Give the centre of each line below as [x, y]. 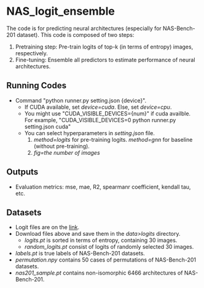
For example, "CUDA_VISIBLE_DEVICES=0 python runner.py [100, 120]
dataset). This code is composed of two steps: [76, 34]
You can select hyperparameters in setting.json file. [90, 133]
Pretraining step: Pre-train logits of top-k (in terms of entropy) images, [104, 47]
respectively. [31, 53]
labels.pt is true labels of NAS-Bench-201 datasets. [80, 254]
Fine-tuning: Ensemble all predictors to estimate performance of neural [105, 60]
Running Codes [36, 86]
